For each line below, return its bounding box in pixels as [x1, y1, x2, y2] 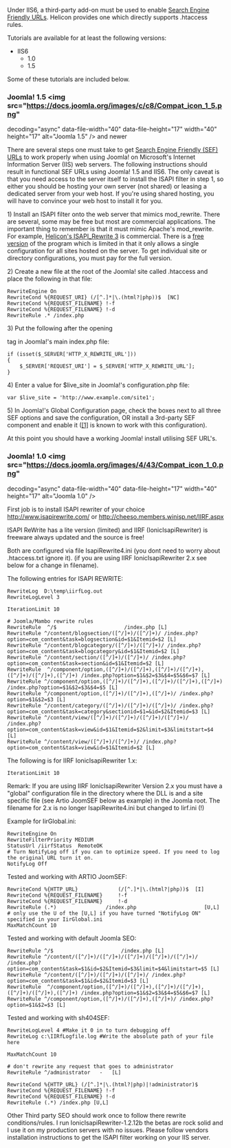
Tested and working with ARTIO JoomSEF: [7, 872, 127, 880]
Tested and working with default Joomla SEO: [7, 934, 137, 942]
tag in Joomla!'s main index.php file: [7, 337, 110, 346]
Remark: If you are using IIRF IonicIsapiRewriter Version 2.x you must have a [7, 781, 223, 790]
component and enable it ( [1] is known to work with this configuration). [7, 421, 208, 429]
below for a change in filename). [7, 561, 99, 569]
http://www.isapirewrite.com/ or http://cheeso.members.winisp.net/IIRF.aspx [7, 512, 224, 520]
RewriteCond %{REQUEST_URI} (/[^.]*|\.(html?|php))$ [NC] [7, 294, 180, 301]
